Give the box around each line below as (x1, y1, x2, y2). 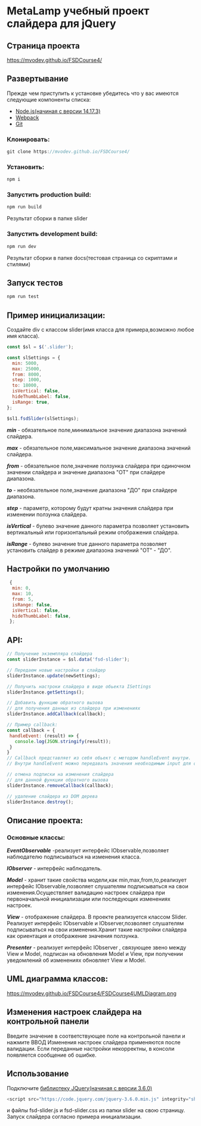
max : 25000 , (12, 366, 42, 372)
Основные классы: (7, 833, 65, 842)
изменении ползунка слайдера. (7, 511, 88, 518)
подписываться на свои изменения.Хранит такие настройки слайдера (7, 926, 187, 933)
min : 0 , (12, 585, 32, 591)
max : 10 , (12, 591, 34, 597)
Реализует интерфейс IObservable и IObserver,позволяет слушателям (7, 920, 184, 927)
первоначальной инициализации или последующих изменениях (7, 895, 171, 903)
